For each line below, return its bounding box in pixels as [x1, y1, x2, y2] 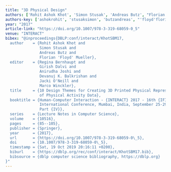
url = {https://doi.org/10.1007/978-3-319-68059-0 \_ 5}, [10, 135, 145, 140]
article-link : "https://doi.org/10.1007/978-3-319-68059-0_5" [5, 26, 140, 32]
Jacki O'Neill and [39, 78, 79, 83]
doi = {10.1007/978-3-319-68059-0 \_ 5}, [10, 140, 108, 145]
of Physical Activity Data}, [39, 93, 101, 98]
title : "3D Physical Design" [5, 7, 67, 13]
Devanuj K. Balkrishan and [39, 74, 97, 79]
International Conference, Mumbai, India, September [39, 102, 154, 107]
